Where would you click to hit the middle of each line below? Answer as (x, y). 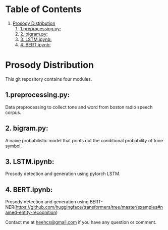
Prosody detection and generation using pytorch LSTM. (63, 174)
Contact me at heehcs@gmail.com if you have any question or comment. (81, 222)
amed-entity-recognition (31, 212)
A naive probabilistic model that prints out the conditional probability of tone (84, 140)
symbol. (13, 146)
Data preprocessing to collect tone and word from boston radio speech (79, 107)
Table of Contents (43, 9)
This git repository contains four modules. (49, 79)
